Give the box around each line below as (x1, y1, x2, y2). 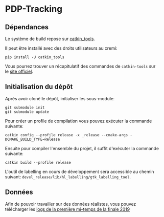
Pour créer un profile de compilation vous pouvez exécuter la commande (5, 118, 152, 124)
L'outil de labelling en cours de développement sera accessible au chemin (5, 169, 154, 174)
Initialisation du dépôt (5, 83, 73, 91)
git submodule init (5, 105, 45, 110)
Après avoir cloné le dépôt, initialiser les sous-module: (5, 95, 115, 101)
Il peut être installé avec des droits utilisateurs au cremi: (5, 45, 117, 51)
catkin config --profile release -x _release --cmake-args (5, 132, 128, 137)
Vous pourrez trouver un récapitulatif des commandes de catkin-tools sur (5, 64, 156, 69)
